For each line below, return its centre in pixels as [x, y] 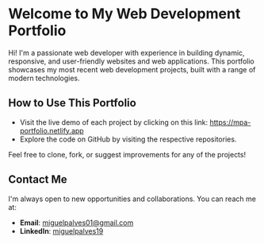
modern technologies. [44, 78]
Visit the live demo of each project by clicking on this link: [114, 122]
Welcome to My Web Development [124, 14]
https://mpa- [230, 122]
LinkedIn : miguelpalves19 [61, 230]
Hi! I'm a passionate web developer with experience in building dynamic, [126, 52]
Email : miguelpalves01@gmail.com [77, 223]
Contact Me [38, 180]
